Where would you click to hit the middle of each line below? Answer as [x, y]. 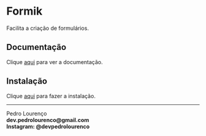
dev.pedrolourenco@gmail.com [48, 120]
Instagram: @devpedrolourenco [48, 126]
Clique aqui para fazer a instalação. [51, 96]
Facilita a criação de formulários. [48, 28]
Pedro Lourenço [27, 113]
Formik [25, 11]
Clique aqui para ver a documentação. [55, 62]
